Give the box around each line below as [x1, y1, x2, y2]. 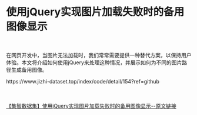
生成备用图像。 [11, 66, 48, 73]
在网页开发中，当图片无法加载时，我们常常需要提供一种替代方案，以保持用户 [6, 51, 192, 58]
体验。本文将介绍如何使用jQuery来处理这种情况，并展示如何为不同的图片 [6, 59, 182, 66]
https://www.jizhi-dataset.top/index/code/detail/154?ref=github [6, 78, 160, 85]
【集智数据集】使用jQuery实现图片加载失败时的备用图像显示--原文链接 [6, 102, 176, 109]
